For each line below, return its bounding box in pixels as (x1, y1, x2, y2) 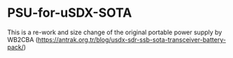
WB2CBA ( (7, 35, 38, 43)
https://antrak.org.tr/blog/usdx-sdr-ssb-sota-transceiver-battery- (37, 35, 226, 43)
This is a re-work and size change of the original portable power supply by (7, 28, 223, 36)
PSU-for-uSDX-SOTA (7, 5, 132, 21)
